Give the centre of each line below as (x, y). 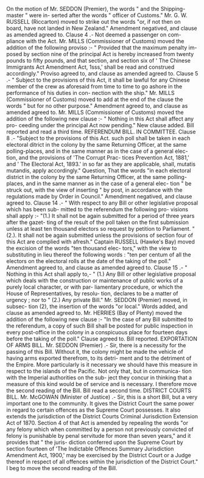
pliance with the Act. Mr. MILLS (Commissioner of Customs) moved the (95, 41)
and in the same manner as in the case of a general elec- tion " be (109, 183)
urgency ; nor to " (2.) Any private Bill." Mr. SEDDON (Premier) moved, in (97, 300)
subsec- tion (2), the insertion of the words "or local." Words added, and (97, 306)
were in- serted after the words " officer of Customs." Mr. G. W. (108, 15)
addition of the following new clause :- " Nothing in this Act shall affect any (100, 119)
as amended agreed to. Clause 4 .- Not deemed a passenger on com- (94, 35)
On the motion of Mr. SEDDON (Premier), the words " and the (83, 9)
